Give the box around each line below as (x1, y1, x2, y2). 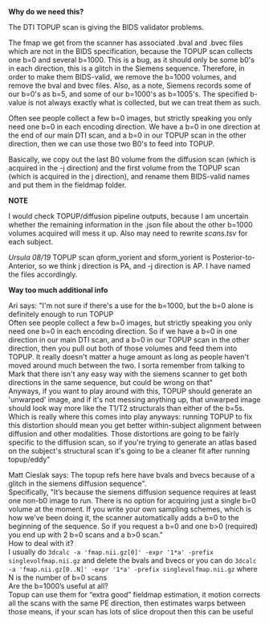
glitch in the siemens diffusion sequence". (8, 478, 147, 488)
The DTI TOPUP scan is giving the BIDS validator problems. (8, 23, 205, 31)
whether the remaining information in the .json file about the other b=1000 (8, 220, 253, 229)
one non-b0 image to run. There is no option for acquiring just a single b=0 (8, 496, 256, 505)
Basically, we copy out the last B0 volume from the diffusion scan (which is (8, 154, 256, 164)
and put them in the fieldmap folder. (8, 180, 127, 190)
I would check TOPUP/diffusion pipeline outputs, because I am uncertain (8, 211, 249, 220)
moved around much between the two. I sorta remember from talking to (8, 361, 246, 370)
